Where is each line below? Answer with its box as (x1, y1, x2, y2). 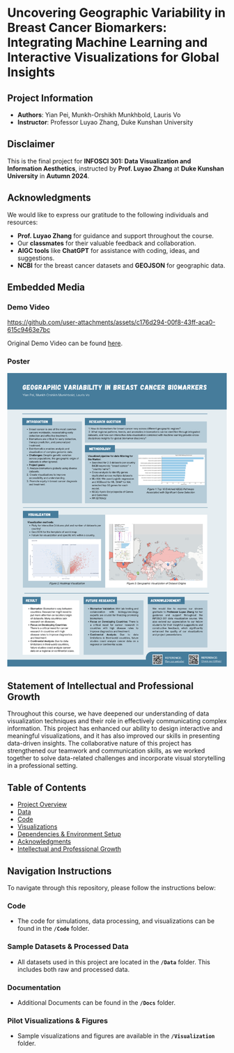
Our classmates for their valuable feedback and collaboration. (17, 239, 196, 247)
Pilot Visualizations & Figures (7, 1015, 108, 1025)
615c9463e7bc (7, 326, 51, 334)
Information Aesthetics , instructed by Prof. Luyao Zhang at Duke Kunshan (7, 164, 224, 173)
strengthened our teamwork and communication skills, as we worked (7, 746, 205, 755)
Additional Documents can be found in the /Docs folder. (17, 998, 176, 1007)
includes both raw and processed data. (17, 965, 130, 973)
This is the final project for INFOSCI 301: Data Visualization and (7, 157, 192, 165)
